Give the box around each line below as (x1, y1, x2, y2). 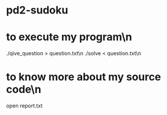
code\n (6, 83, 41, 96)
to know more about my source (6, 70, 161, 84)
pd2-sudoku (6, 4, 68, 17)
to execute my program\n (6, 31, 132, 44)
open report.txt (6, 102, 43, 109)
